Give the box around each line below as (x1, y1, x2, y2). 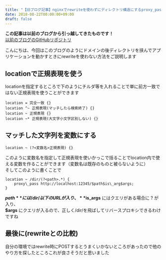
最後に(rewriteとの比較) (5, 229, 78, 238)
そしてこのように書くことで (5, 167, 62, 173)
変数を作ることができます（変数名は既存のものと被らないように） (13, 161, 149, 166)
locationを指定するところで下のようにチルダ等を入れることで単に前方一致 (5, 84, 156, 90)
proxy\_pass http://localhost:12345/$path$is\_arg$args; (14, 181, 134, 186)
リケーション (5, 53, 31, 59)
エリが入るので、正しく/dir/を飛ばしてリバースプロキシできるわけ (27, 208, 161, 213)
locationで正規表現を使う (5, 69, 83, 78)
